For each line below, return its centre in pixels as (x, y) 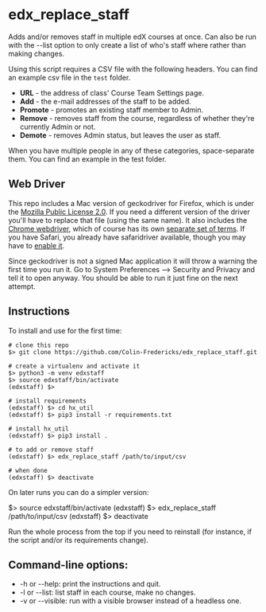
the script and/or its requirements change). (78, 540)
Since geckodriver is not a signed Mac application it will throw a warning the (133, 261)
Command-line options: (68, 565)
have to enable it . (37, 245)
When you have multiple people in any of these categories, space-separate (131, 150)
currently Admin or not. (58, 127)
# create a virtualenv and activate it (74, 366)
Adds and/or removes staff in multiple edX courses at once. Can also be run (132, 37)
